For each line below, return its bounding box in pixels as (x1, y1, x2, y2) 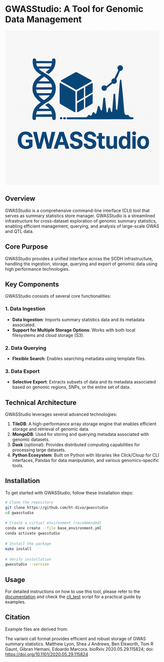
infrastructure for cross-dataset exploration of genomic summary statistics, (5, 218, 157, 224)
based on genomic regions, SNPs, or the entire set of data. (12, 384, 131, 390)
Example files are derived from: (5, 626, 69, 632)
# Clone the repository (5, 500, 54, 505)
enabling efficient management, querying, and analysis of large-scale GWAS (5, 223, 160, 229)
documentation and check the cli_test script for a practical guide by (5, 594, 141, 600)
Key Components (5, 280, 59, 288)
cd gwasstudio (5, 510, 34, 515)
